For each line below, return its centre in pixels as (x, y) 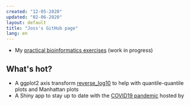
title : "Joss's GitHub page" (42, 28)
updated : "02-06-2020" (34, 17)
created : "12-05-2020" (34, 12)
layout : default (26, 22)
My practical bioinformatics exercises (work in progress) (84, 50)
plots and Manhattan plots (47, 89)
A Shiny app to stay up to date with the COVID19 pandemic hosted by (99, 96)
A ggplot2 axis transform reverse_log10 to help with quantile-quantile (99, 83)
